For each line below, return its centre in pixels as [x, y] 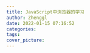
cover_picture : [26, 40]
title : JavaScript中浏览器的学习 [45, 12]
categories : [21, 29]
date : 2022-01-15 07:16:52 [40, 23]
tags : [13, 35]
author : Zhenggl [27, 18]
